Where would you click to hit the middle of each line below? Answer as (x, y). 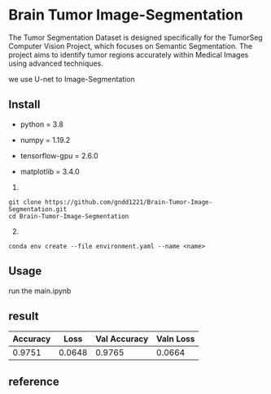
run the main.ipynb (40, 291)
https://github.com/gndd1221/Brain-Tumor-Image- (129, 202)
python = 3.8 (42, 124)
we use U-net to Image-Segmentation (72, 79)
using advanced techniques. (56, 63)
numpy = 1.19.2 (45, 140)
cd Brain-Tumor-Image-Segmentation (69, 216)
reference (34, 381)
